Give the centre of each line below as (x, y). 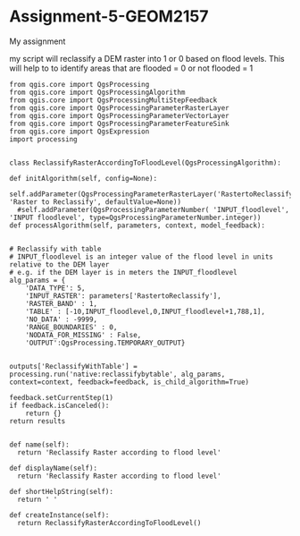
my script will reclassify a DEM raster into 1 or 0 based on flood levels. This (147, 58)
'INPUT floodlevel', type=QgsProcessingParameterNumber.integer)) (135, 217)
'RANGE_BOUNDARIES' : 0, (71, 327)
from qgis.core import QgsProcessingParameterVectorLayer (119, 115)
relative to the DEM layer (59, 264)
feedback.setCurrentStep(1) (62, 397)
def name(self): (39, 445)
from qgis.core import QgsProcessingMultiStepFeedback (113, 100)
